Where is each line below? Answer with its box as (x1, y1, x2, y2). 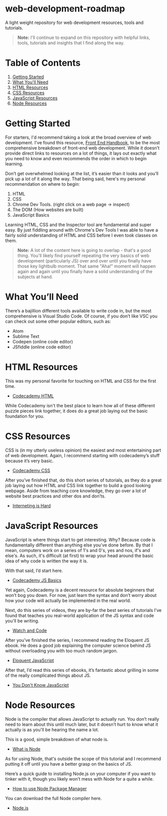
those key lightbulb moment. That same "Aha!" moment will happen (17, 263, 156, 269)
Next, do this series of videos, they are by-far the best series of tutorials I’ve (5, 607, 162, 613)
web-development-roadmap (5, 3, 126, 14)
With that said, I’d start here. (5, 567, 63, 573)
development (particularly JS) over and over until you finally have (17, 258, 152, 264)
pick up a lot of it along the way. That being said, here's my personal (5, 176, 146, 182)
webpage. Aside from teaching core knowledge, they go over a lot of (5, 488, 147, 494)
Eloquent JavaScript (12, 657, 54, 663)
